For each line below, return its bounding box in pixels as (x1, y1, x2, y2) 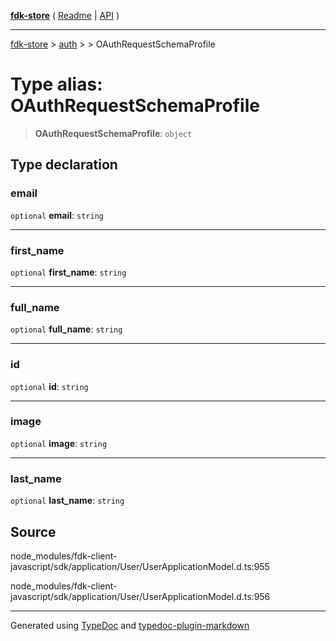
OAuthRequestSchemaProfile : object (34, 127, 193, 139)
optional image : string (10, 437, 108, 449)
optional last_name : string (10, 495, 125, 507)
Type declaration (10, 156, 118, 174)
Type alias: (10, 73, 103, 96)
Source (10, 523, 57, 540)
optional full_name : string (10, 323, 123, 335)
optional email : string (10, 209, 104, 221)
